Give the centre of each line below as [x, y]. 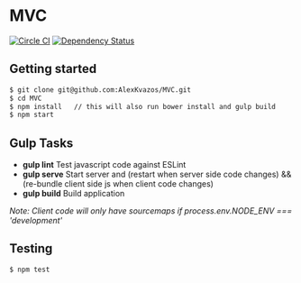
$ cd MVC [26, 98]
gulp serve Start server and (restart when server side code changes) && [157, 174]
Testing [31, 249]
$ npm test [30, 269]
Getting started [53, 69]
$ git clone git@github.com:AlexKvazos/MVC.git [100, 90]
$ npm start [32, 115]
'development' [36, 221]
